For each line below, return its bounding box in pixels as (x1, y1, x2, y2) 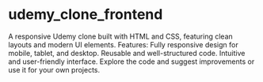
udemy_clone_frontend (8, 6, 163, 24)
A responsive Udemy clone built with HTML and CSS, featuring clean (8, 32, 234, 41)
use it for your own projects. (8, 65, 101, 74)
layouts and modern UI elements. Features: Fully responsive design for (8, 39, 239, 49)
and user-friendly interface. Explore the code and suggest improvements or (8, 57, 255, 66)
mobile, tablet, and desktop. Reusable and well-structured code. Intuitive (8, 48, 246, 58)
